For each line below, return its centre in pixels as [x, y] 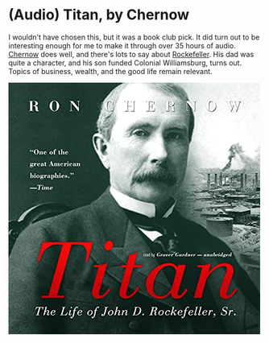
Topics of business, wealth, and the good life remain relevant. [110, 71]
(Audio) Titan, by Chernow [99, 15]
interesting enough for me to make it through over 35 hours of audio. [122, 45]
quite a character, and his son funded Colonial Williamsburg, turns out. [125, 63]
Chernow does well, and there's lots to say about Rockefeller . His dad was [131, 54]
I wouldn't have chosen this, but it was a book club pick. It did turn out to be [134, 37]
